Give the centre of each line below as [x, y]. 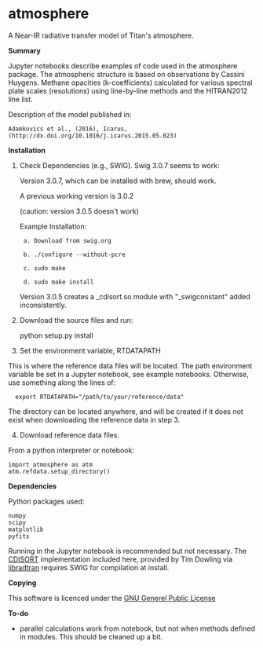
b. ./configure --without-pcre [74, 254]
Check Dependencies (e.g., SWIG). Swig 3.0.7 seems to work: [119, 165]
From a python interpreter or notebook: [71, 450]
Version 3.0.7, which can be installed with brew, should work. [118, 181]
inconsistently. [43, 305]
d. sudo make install [58, 282]
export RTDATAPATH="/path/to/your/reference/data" [100, 397]
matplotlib [26, 529]
